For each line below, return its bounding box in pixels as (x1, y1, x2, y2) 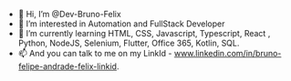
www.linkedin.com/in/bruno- (173, 48, 282, 58)
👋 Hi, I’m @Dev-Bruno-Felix (17, 9, 121, 19)
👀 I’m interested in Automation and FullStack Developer (17, 18, 225, 29)
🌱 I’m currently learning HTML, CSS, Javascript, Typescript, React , (17, 28, 271, 38)
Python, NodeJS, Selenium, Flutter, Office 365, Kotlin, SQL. (17, 37, 240, 48)
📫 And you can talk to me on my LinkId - (17, 48, 172, 58)
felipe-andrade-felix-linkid (17, 61, 117, 72)
